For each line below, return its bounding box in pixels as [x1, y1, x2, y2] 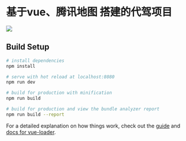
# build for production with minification [6, 90, 112, 96]
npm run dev [6, 79, 35, 86]
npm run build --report [6, 112, 65, 117]
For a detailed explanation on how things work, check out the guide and [6, 122, 181, 129]
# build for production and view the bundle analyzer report [6, 106, 160, 112]
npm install [6, 63, 35, 69]
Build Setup [6, 42, 50, 52]
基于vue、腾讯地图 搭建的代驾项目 [6, 5, 172, 19]
